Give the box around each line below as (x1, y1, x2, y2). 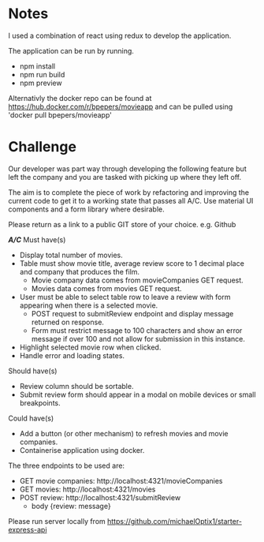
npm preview (19, 78, 62, 88)
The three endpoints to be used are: (8, 461, 125, 470)
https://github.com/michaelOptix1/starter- (107, 516, 243, 525)
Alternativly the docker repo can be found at (8, 93, 152, 103)
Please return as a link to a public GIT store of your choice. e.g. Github (8, 219, 236, 229)
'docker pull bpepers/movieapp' (8, 110, 112, 119)
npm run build (19, 69, 65, 79)
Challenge (8, 138, 77, 156)
